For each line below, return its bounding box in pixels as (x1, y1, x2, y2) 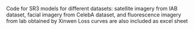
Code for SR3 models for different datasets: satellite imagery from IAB (6, 5, 178, 12)
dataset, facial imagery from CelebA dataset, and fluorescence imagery (6, 11, 182, 18)
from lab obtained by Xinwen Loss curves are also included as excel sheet (6, 18, 189, 24)
